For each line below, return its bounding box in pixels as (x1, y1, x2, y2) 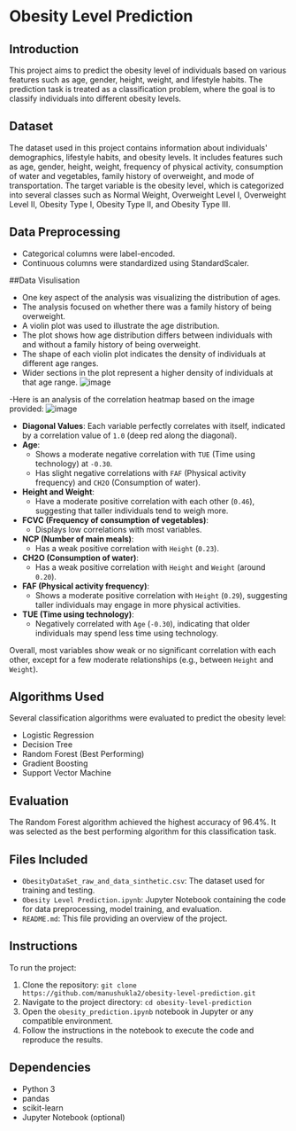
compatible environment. (21, 1015, 113, 1026)
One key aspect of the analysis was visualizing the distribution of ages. (21, 292, 281, 302)
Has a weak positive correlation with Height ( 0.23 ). (34, 542, 219, 553)
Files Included (9, 852, 88, 867)
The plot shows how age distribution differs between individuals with (21, 330, 273, 340)
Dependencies (9, 1060, 91, 1075)
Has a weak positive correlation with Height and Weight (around (34, 561, 266, 573)
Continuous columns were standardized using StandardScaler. (21, 257, 250, 268)
